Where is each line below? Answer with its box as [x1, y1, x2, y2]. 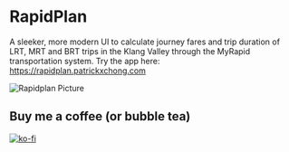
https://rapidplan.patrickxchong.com [9, 65, 147, 76]
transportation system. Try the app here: [9, 55, 160, 66]
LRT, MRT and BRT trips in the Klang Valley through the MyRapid [9, 45, 251, 56]
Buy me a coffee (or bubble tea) [9, 109, 191, 124]
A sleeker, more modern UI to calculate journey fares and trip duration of [9, 36, 281, 47]
